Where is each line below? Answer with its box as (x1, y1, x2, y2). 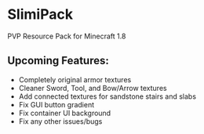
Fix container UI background (18, 108, 111, 118)
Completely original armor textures (18, 74, 132, 84)
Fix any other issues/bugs (18, 116, 103, 126)
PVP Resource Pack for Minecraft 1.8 (7, 31, 126, 41)
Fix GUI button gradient (18, 100, 95, 109)
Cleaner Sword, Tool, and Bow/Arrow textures (18, 83, 167, 92)
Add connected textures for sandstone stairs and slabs (18, 92, 197, 101)
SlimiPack (7, 5, 74, 24)
